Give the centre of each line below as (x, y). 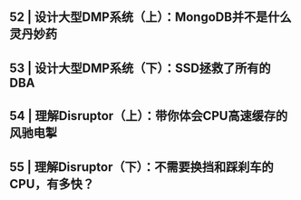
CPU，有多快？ (52, 184)
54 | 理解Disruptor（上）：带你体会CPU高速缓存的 (149, 116)
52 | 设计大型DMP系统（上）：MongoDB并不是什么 (150, 17)
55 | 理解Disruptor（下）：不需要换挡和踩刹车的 (141, 167)
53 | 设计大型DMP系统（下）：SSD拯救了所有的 (140, 68)
